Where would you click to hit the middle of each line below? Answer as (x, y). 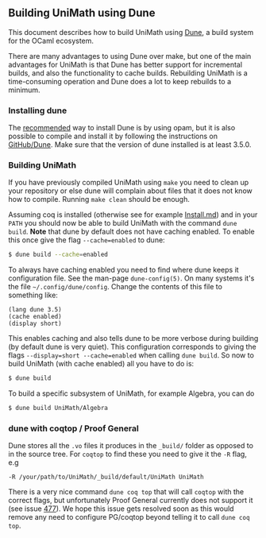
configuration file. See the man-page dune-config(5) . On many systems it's (131, 278)
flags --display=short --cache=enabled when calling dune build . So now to (131, 355)
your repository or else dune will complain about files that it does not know (130, 191)
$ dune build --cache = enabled (58, 255)
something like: (33, 295)
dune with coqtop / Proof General (73, 428)
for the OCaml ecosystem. (51, 41)
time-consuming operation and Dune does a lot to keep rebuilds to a (120, 81)
